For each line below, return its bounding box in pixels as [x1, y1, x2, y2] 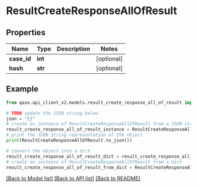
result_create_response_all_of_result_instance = [6, 127, 130, 132]
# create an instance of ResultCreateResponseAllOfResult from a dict [6, 159, 182, 165]
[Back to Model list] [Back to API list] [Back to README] [6, 175, 141, 182]
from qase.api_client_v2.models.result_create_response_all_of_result [6, 100, 182, 106]
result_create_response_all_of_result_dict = [6, 154, 119, 159]
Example [6, 84, 39, 94]
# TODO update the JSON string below [6, 110, 98, 116]
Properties [6, 28, 46, 38]
